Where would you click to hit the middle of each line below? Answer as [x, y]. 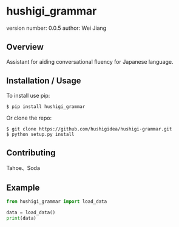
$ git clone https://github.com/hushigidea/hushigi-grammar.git [89, 129]
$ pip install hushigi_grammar [46, 107]
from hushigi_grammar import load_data [57, 202]
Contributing [31, 153]
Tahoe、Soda [23, 168]
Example [23, 187]
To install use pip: [28, 95]
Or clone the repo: [29, 118]
